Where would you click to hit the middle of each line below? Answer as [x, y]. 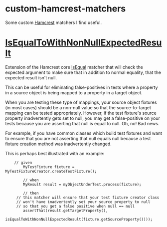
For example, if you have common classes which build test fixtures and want [84, 133]
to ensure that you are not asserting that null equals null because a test [78, 138]
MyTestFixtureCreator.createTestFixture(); [51, 171]
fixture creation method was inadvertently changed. [58, 144]
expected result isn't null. [31, 77]
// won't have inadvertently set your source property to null [83, 202]
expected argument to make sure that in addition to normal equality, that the [83, 72]
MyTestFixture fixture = [49, 167]
